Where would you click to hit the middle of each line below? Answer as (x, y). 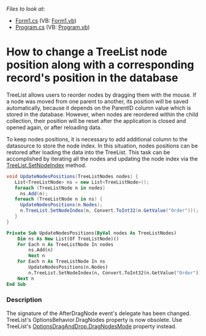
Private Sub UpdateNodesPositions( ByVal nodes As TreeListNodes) (91, 233)
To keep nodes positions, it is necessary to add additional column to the (97, 139)
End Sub (16, 284)
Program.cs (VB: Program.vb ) (52, 27)
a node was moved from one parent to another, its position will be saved (97, 101)
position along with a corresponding (100, 65)
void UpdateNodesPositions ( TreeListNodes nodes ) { (72, 176)
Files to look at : (26, 9)
